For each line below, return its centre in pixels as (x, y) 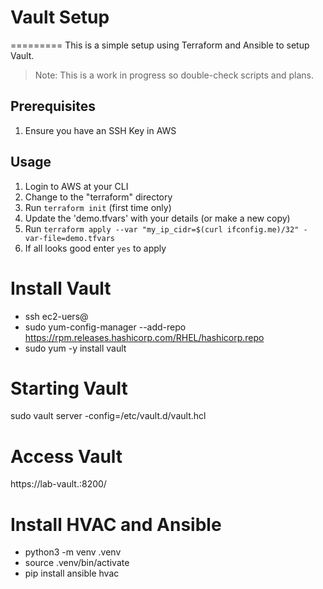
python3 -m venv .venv (73, 552)
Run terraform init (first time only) (98, 207)
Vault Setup (60, 17)
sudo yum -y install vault (75, 348)
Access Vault (66, 456)
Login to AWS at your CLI (76, 186)
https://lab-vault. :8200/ (58, 484)
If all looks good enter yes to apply (95, 248)
